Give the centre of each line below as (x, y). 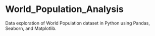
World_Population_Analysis (64, 9)
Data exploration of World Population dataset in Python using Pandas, (78, 23)
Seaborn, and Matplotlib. (31, 28)
